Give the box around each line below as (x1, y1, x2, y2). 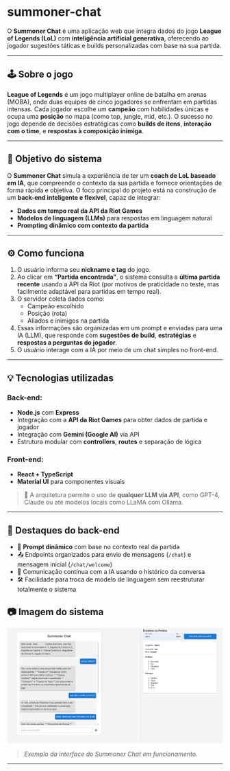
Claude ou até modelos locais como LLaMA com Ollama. (23, 498, 183, 507)
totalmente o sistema (16, 585, 77, 594)
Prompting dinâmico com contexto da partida (16, 221, 149, 229)
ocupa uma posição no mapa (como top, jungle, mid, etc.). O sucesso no (7, 112, 214, 120)
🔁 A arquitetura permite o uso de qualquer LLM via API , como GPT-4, (23, 491, 220, 499)
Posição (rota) (27, 310, 68, 318)
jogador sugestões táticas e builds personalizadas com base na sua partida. (7, 41, 222, 49)
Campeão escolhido (27, 302, 84, 310)
